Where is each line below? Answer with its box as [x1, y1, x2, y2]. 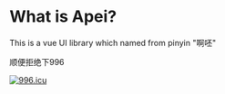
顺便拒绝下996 [9, 56, 66, 67]
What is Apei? [9, 6, 118, 27]
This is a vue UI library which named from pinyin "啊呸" [9, 37, 217, 48]
